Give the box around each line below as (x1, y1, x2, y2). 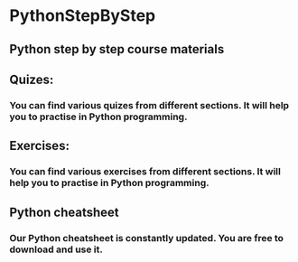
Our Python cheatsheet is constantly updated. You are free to (9, 231, 284, 244)
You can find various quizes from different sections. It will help (9, 98, 290, 111)
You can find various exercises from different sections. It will (9, 165, 282, 178)
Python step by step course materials (9, 42, 225, 57)
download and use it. (9, 243, 104, 256)
